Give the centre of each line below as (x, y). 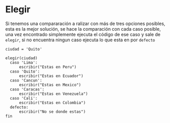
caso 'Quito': (25, 71)
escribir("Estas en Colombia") (52, 103)
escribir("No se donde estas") (52, 112)
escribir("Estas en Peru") (48, 67)
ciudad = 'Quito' (24, 49)
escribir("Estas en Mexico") (50, 85)
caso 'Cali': (24, 98)
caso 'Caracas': (27, 89)
